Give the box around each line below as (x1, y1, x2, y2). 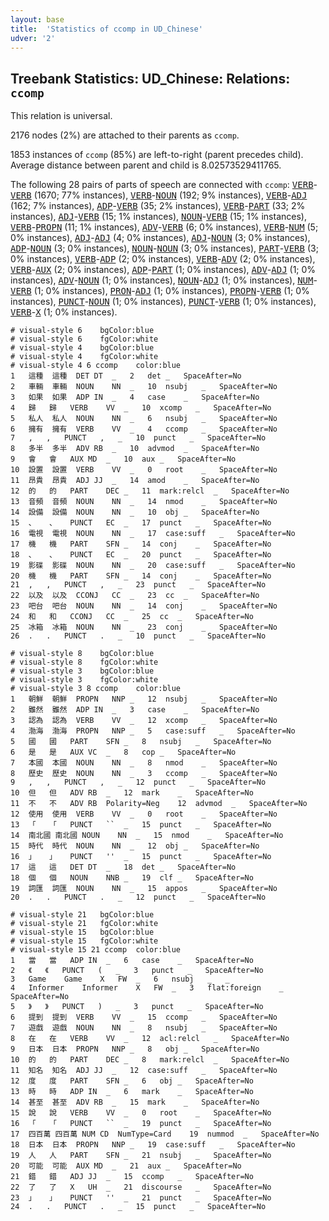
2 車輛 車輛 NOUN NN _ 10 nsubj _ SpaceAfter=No (10, 382, 278, 392)
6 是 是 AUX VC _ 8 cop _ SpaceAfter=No (10, 747, 237, 758)
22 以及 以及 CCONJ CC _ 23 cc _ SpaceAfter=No (10, 591, 260, 601)
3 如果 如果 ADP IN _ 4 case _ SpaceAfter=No (10, 392, 260, 403)
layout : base (10, 14, 65, 25)
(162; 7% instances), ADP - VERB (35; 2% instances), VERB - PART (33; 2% (10, 200, 306, 212)
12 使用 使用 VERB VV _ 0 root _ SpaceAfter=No (10, 809, 278, 820)
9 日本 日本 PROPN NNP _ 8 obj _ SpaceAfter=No (10, 1044, 260, 1055)
